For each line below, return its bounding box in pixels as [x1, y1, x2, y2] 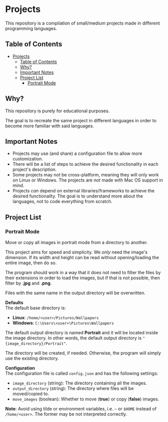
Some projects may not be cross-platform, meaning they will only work [12, 172, 159, 178]
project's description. [12, 166, 57, 172]
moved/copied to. [12, 391, 49, 397]
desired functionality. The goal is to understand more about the [12, 193, 143, 199]
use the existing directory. [5, 355, 59, 361]
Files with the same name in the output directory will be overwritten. [5, 290, 145, 296]
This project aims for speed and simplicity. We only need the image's [5, 249, 148, 255]
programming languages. [5, 25, 57, 31]
